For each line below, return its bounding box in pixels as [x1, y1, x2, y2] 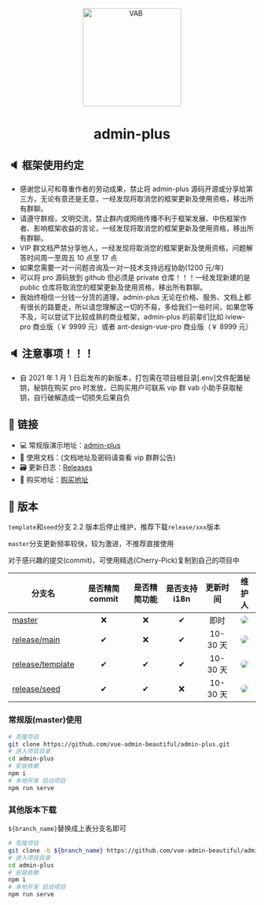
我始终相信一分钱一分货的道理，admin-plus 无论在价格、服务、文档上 [19, 293, 245, 301]
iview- [225, 312, 246, 321]
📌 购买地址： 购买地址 [19, 475, 89, 484]
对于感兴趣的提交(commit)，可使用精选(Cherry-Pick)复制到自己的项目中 [8, 556, 240, 565]
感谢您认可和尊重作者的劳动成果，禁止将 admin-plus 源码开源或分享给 [19, 184, 247, 194]
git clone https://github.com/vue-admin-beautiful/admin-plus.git [8, 740, 230, 748]
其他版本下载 [8, 804, 57, 815]
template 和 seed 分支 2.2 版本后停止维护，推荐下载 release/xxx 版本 [8, 523, 221, 532]
